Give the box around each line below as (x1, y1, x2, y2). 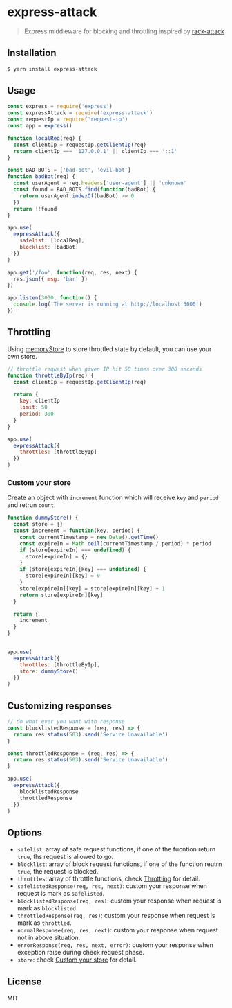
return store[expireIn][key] (19, 592, 104, 599)
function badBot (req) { (7, 173, 76, 180)
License (7, 975, 42, 987)
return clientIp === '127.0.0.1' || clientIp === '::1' (13, 148, 177, 154)
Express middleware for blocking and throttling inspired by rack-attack (23, 27, 225, 35)
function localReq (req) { (7, 134, 81, 142)
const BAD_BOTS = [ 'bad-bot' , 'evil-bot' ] (7, 167, 131, 174)
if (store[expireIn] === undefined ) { (19, 547, 131, 554)
